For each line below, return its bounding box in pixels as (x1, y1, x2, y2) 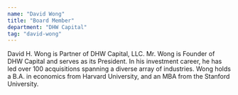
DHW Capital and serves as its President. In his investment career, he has (7, 57, 222, 66)
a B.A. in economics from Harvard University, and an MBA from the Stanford (7, 72, 230, 81)
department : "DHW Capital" (7, 23, 87, 30)
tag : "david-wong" (7, 30, 62, 38)
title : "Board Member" (7, 17, 75, 24)
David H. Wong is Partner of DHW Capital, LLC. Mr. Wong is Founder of (7, 50, 215, 58)
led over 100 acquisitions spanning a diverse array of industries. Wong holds (7, 65, 231, 73)
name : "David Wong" (7, 10, 65, 18)
